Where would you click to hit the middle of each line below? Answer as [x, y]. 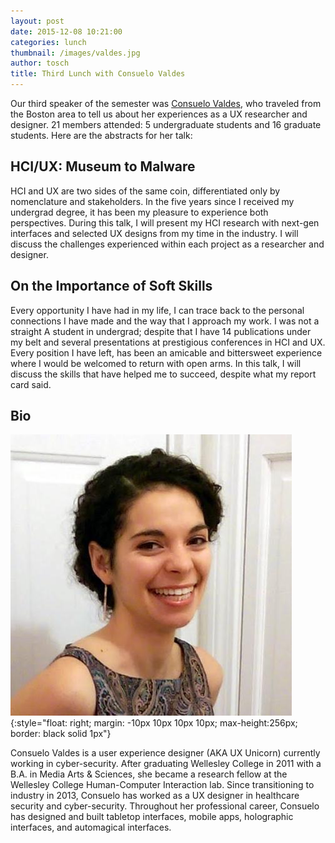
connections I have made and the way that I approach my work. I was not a [165, 321]
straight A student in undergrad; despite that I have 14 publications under [161, 331]
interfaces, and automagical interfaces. [91, 827]
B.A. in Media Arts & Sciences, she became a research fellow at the [149, 774]
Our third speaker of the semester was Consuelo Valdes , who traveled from [166, 103]
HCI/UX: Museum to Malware [103, 166]
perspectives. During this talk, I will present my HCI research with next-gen [165, 222]
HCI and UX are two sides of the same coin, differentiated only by [145, 191]
